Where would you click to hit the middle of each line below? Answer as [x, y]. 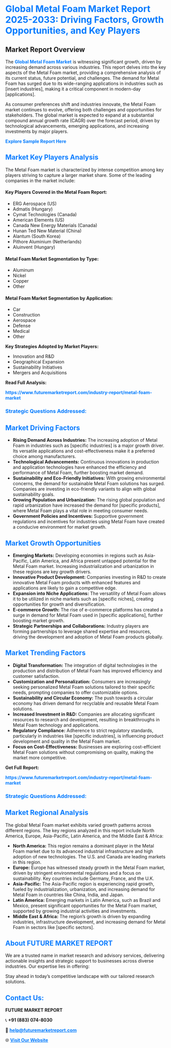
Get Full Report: [22, 767]
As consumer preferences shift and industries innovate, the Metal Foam [80, 104]
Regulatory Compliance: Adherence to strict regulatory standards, [83, 730]
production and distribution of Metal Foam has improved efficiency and [87, 671]
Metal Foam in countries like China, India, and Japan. [68, 895]
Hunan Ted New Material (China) [47, 231]
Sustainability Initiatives [38, 367]
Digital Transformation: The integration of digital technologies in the [85, 665]
